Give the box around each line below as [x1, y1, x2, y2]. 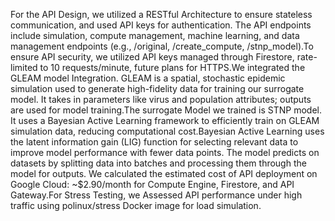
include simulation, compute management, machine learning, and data [10, 30, 300, 41]
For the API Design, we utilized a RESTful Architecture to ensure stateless [10, 9, 313, 20]
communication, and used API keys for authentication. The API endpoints [10, 19, 312, 31]
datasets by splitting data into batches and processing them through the [10, 157, 307, 169]
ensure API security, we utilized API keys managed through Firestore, [10, 51, 295, 63]
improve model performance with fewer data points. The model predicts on [10, 147, 320, 158]
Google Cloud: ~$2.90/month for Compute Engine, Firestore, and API [10, 179, 295, 190]
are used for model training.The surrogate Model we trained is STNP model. [10, 104, 322, 116]
